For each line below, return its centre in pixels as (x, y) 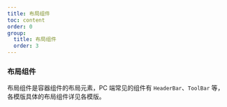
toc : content (26, 20)
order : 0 (20, 26)
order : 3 (26, 46)
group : (17, 33)
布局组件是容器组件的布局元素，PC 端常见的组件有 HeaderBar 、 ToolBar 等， (116, 88)
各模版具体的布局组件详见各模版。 (56, 97)
